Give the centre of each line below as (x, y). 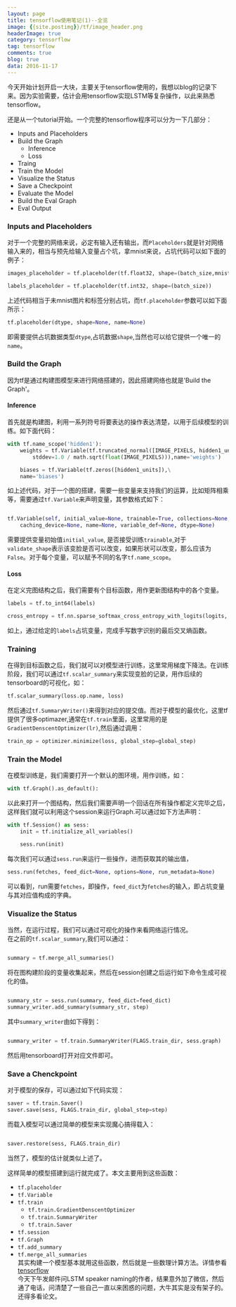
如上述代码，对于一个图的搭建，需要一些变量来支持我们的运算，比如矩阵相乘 (118, 491)
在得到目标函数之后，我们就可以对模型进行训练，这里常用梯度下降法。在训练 (118, 665)
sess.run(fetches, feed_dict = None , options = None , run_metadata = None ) (111, 872)
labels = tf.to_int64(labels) (52, 604)
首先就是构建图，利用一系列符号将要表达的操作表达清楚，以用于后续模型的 (115, 422)
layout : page (26, 14)
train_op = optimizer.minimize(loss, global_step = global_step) (102, 742)
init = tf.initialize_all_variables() (77, 832)
